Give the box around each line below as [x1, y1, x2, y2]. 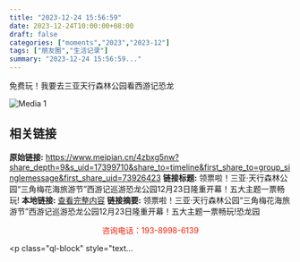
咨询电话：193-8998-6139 [101, 224, 200, 235]
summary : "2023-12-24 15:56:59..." [9, 55, 142, 63]
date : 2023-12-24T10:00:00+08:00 [9, 21, 134, 30]
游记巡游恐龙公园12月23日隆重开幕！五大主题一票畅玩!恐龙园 [36, 206, 261, 216]
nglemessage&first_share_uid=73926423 [9, 172, 161, 183]
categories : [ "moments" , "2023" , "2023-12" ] [9, 38, 170, 47]
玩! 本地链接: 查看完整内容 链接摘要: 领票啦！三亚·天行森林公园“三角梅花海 [9, 194, 283, 206]
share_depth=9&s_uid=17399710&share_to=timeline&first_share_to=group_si [9, 162, 291, 173]
